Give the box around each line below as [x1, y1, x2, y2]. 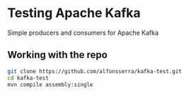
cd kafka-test [7, 74, 50, 82]
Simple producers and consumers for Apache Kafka [7, 28, 159, 37]
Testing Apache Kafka [7, 5, 141, 21]
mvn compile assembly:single [7, 81, 93, 88]
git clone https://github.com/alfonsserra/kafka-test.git [7, 67, 182, 75]
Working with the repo [7, 49, 108, 61]
